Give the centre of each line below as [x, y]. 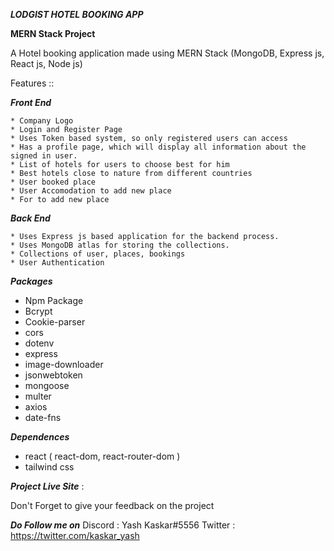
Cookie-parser [55, 322]
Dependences [40, 437]
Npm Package [54, 300]
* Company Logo [42, 121]
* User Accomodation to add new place [91, 191]
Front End [31, 102]
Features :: [32, 83]
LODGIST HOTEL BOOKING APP [77, 14]
